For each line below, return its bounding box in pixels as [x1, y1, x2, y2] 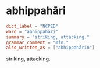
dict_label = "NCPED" [6, 23, 59, 29]
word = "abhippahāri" [6, 28, 59, 34]
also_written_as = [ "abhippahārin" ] [6, 45, 95, 51]
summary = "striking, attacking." [6, 34, 90, 40]
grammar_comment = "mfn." [6, 40, 69, 45]
